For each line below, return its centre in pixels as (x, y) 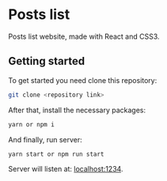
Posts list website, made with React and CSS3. (84, 36)
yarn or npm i (32, 124)
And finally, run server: (46, 139)
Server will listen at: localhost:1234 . (66, 169)
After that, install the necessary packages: (77, 110)
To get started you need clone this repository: (83, 80)
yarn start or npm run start (56, 154)
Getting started (47, 61)
